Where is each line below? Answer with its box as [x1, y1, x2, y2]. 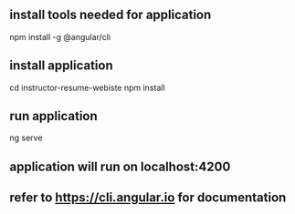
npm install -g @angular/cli [9, 31, 111, 42]
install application [9, 58, 114, 74]
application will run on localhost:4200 [9, 158, 231, 174]
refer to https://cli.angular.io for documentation [9, 190, 287, 206]
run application [9, 108, 98, 124]
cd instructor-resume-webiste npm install [9, 82, 166, 93]
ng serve [9, 132, 43, 144]
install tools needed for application [9, 7, 212, 23]
